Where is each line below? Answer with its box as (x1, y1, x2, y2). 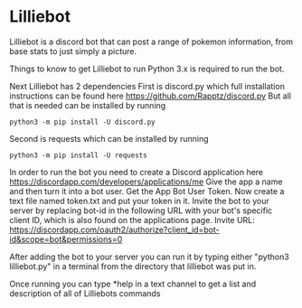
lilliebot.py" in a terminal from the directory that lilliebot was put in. (9, 260, 257, 272)
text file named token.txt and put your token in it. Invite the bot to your (9, 195, 269, 206)
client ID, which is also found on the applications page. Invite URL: (9, 214, 255, 225)
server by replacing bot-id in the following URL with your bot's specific (9, 205, 273, 216)
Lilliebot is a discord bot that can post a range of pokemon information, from (9, 36, 294, 47)
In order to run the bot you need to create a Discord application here (9, 166, 264, 177)
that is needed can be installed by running (9, 99, 166, 110)
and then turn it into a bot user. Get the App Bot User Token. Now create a (9, 185, 285, 196)
